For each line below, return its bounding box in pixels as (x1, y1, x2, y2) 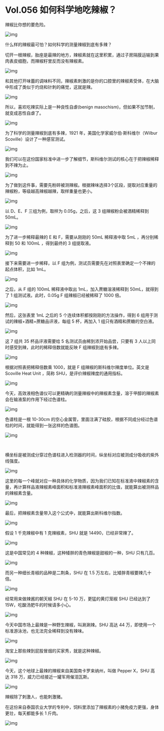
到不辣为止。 (5, 162, 31, 168)
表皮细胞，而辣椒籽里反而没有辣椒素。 (9, 58, 86, 64)
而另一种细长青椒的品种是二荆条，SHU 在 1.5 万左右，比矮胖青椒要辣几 (5, 569, 147, 576)
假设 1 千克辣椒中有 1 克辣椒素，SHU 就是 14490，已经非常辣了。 (5, 530, 136, 536)
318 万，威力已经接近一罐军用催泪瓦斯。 (10, 674, 92, 680)
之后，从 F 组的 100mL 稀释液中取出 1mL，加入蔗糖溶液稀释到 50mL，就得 (5, 286, 155, 292)
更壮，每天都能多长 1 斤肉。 (5, 710, 61, 716)
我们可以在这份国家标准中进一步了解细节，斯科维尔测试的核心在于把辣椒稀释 (5, 156, 159, 162)
